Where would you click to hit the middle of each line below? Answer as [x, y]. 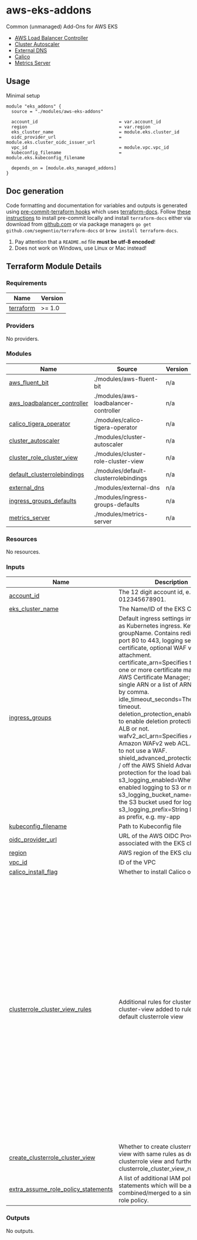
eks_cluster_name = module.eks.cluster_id [96, 132]
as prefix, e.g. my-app [149, 817]
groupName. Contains [149, 634]
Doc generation [35, 191]
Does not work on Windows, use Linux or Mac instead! [80, 248]
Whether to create [143, 1147]
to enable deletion [143, 722]
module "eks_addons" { [34, 106]
